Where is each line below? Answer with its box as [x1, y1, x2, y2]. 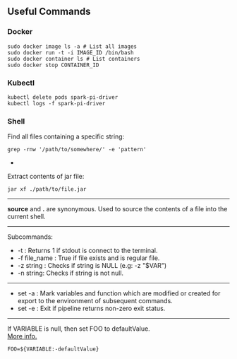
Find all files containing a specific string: [7, 132, 125, 141]
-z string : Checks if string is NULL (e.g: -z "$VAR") [17, 261, 167, 270]
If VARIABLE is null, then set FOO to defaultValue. [7, 324, 150, 333]
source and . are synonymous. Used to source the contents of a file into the [7, 205, 228, 213]
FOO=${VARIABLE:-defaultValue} [7, 346, 99, 353]
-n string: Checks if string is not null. [17, 269, 124, 278]
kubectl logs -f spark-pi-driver [7, 100, 106, 107]
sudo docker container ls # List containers [7, 55, 140, 62]
